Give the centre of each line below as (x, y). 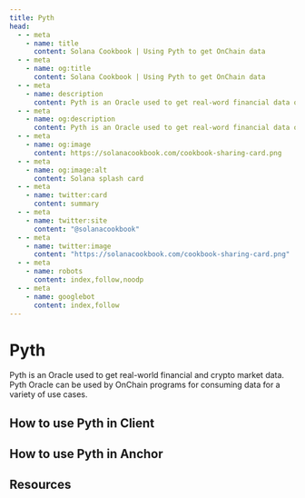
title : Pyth (32, 18)
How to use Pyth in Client (82, 423)
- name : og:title (59, 69)
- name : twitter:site (66, 220)
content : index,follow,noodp (89, 280)
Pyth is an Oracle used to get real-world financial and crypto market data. (147, 375)
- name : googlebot (60, 296)
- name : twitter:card (66, 195)
